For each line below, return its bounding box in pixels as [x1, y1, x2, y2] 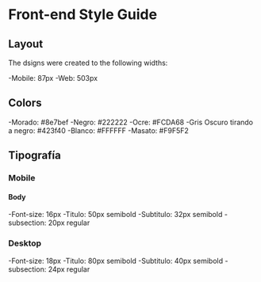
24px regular [48, 264, 90, 274]
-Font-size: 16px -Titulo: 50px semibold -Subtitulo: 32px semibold [8, 210, 223, 219]
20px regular [48, 218, 90, 227]
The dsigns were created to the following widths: [8, 58, 168, 67]
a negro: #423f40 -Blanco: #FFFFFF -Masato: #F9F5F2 [8, 125, 189, 135]
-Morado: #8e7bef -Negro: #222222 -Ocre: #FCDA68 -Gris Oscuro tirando [8, 117, 254, 127]
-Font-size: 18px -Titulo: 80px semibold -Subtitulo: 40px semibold [8, 256, 224, 265]
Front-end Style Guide [8, 6, 157, 24]
